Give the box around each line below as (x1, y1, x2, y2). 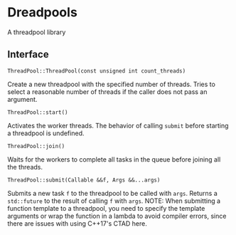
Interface (7, 48, 49, 61)
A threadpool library (7, 28, 66, 36)
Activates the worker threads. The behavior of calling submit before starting (7, 121, 229, 130)
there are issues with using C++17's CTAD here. (7, 219, 147, 228)
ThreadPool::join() (7, 142, 65, 150)
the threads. (7, 162, 43, 171)
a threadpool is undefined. (7, 129, 85, 137)
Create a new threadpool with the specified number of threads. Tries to (7, 80, 215, 88)
